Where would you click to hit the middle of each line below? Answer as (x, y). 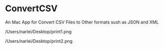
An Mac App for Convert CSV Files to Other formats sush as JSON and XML (82, 22)
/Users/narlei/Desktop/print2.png (39, 41)
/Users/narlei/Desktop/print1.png (38, 31)
